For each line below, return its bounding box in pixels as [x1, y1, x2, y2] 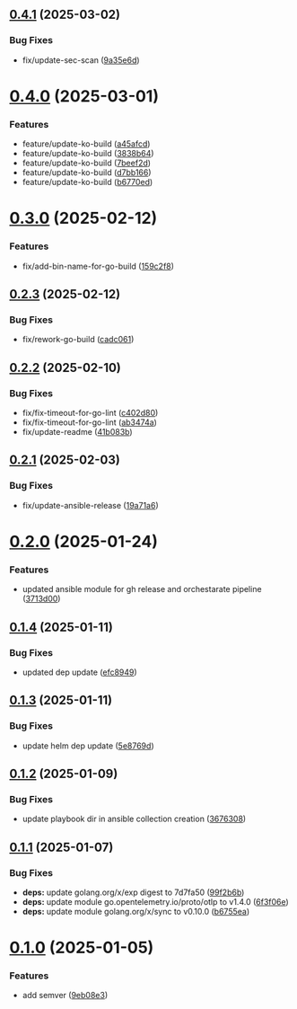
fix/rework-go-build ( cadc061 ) [22, 334, 135, 345]
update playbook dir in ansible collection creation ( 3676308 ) [22, 813, 247, 825]
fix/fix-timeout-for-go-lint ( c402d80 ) [22, 408, 159, 419]
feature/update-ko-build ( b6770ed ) [22, 177, 153, 188]
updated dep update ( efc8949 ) [22, 667, 137, 677]
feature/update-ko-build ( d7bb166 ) [22, 167, 152, 178]
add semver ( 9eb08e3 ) [22, 990, 109, 1001]
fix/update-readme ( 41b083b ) [22, 427, 133, 438]
